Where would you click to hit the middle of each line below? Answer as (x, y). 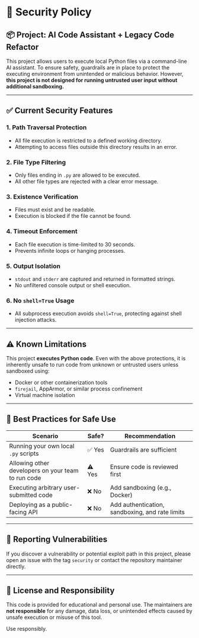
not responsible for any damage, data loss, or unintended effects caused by (99, 611)
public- (62, 504)
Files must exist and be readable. (55, 210)
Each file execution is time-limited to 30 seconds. (75, 244)
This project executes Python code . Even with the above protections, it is (96, 358)
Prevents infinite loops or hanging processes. (70, 250)
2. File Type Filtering (36, 162)
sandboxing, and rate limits (147, 512)
